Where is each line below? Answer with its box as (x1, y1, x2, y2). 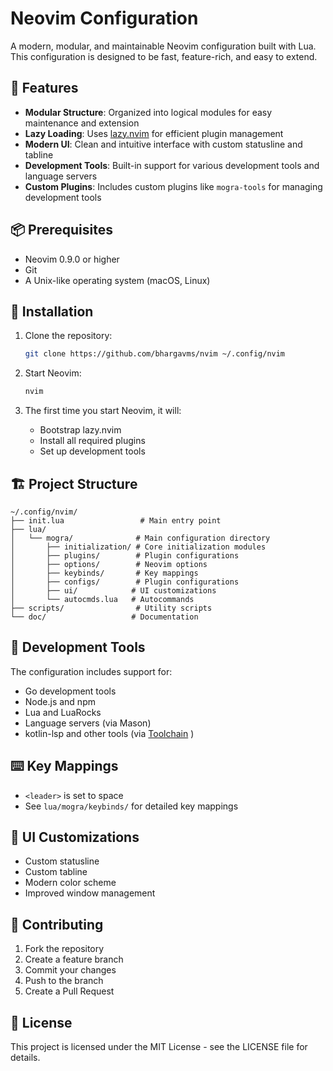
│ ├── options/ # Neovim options (10, 559, 208, 569)
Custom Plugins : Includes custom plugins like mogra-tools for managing (24, 180, 323, 192)
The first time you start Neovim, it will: (24, 405, 182, 417)
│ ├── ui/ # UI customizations (10, 585, 217, 596)
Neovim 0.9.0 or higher (24, 253, 120, 265)
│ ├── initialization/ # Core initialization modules (10, 542, 267, 552)
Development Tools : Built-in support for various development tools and (24, 159, 320, 171)
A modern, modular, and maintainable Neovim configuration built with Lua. (10, 40, 317, 52)
